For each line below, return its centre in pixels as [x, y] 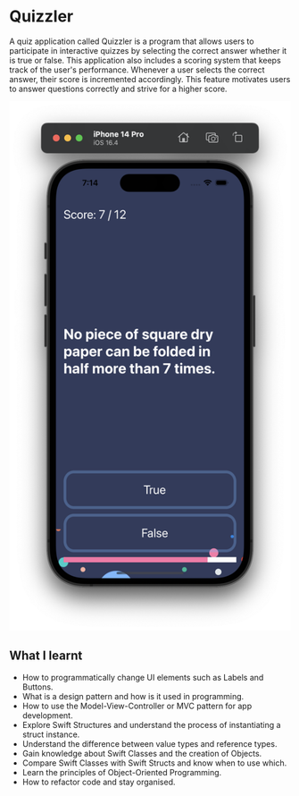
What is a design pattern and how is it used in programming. [133, 696]
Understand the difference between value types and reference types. [149, 743]
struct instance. [51, 734]
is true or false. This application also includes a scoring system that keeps [145, 60]
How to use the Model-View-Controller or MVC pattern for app [137, 706]
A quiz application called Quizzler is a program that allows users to [132, 41]
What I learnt [46, 656]
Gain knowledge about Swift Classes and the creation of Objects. [142, 753]
